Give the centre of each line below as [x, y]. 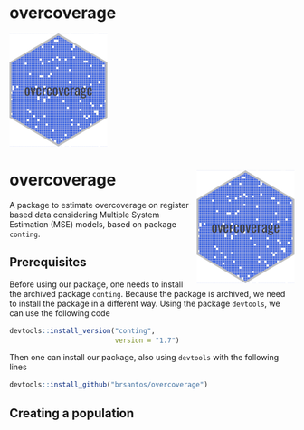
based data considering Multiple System [85, 215]
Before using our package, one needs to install [96, 284]
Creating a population [71, 413]
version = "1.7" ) [147, 340]
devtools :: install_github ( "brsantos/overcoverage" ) [109, 385]
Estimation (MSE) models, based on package [93, 224]
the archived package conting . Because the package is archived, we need [147, 293]
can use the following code [60, 313]
